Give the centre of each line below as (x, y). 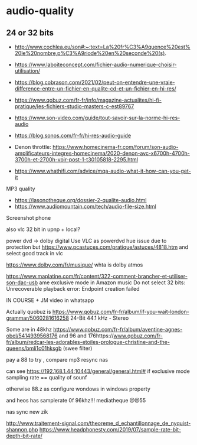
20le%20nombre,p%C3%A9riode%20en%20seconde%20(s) (90, 53)
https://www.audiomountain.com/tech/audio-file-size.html (85, 206)
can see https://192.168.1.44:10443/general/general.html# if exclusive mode (98, 371)
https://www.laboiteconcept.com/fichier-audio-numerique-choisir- (96, 64)
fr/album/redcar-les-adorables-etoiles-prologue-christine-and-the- (88, 342)
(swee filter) (78, 348)
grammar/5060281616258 (38, 318)
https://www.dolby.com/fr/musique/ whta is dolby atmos (75, 265)
